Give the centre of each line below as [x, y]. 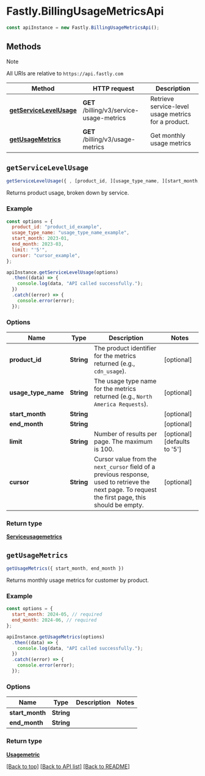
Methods [24, 47]
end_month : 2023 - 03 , [38, 244]
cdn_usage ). [110, 371]
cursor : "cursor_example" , [46, 255]
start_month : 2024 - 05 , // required [57, 614]
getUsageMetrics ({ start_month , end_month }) [65, 569]
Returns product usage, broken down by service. [68, 193]
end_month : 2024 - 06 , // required [54, 620]
